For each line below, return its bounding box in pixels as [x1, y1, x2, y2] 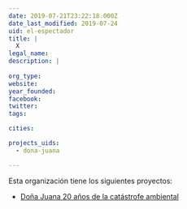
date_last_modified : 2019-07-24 [8, 19, 118, 28]
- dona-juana [15, 147, 60, 155]
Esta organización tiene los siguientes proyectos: [8, 176, 173, 186]
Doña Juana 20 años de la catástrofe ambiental [20, 191, 179, 201]
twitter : [8, 102, 38, 110]
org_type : [8, 72, 42, 80]
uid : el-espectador [8, 27, 75, 35]
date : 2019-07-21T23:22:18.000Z [8, 11, 118, 20]
